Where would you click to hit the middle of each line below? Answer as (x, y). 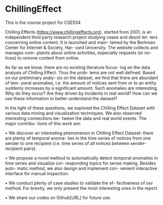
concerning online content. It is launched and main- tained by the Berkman (80, 42)
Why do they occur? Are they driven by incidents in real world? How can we (81, 93)
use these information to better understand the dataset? (61, 98)
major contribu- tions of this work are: (43, 123)
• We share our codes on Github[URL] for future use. (58, 197)
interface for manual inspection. (37, 173)
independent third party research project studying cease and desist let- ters (81, 37)
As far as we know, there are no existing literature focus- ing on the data (78, 67)
